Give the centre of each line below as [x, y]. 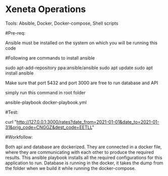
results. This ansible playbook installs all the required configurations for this [84, 157]
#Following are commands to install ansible [50, 58]
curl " [11, 122]
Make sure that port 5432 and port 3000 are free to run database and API [82, 83]
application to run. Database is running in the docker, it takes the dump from [84, 163]
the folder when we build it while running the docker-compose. [71, 168]
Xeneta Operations [46, 9]
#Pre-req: [15, 33]
